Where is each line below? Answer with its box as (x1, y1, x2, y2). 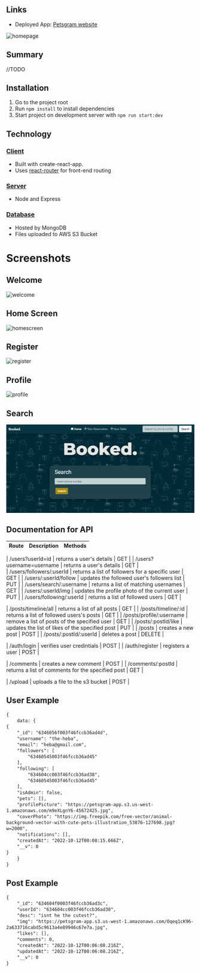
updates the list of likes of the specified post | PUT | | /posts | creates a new (6, 624, 194, 631)
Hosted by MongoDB (14, 224, 67, 231)
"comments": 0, (17, 937, 55, 943)
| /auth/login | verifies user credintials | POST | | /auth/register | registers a (6, 642, 190, 649)
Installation (6, 83, 49, 93)
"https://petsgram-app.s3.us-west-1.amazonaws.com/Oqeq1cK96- (35, 919, 194, 925)
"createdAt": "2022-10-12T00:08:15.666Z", (17, 838, 124, 844)
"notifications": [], (17, 832, 71, 838)
